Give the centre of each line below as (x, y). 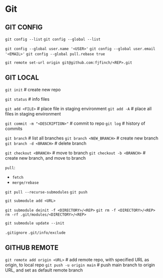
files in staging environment (33, 113)
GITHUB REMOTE (32, 248)
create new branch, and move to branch (46, 158)
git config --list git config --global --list (53, 39)
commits (14, 128)
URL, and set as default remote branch (44, 270)
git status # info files (27, 99)
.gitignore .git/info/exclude (35, 233)
